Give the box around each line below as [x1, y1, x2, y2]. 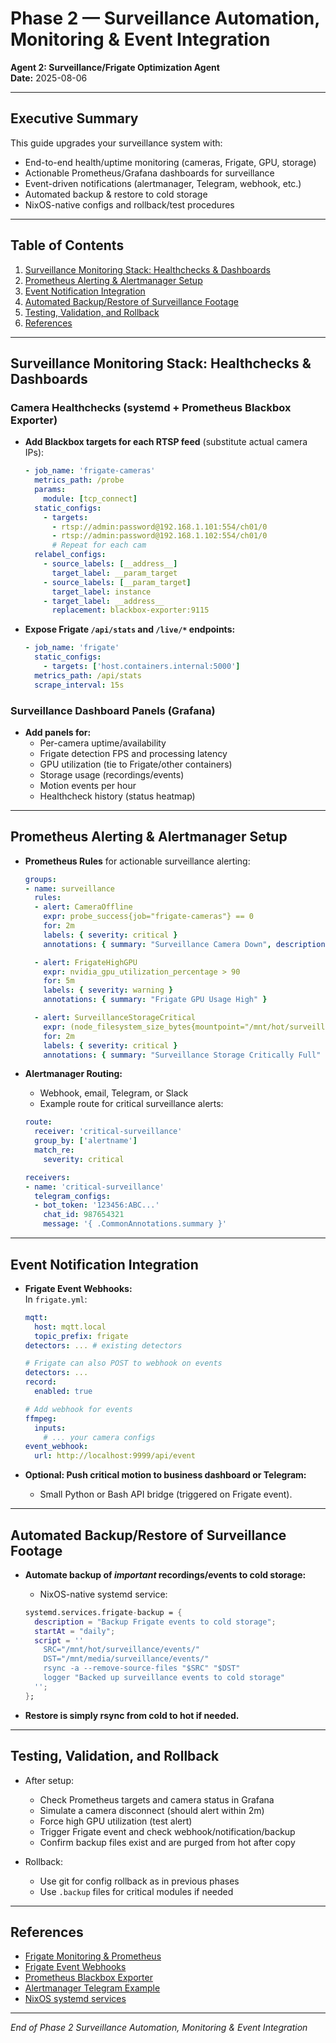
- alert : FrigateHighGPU [34, 957, 138, 967]
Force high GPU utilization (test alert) [39, 1815, 193, 1827]
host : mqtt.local [34, 1322, 107, 1332]
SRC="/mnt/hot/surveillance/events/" [43, 1645, 200, 1655]
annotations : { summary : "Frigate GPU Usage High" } [43, 995, 268, 1005]
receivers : [24, 1172, 71, 1182]
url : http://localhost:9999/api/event [34, 1451, 196, 1461]
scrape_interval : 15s [34, 680, 125, 690]
